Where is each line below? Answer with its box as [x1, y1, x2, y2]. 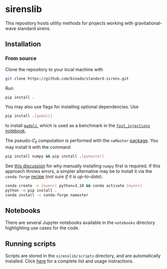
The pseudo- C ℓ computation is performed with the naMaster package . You [5, 138, 158, 145]
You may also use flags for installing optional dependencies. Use [5, 104, 139, 110]
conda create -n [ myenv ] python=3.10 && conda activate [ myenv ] [5, 183, 142, 188]
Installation [5, 40, 41, 49]
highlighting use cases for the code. [5, 225, 80, 231]
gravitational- [134, 20, 162, 26]
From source [5, 55, 37, 62]
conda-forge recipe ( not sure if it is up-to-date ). [5, 173, 103, 179]
